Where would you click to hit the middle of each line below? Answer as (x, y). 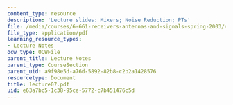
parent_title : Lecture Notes (49, 59)
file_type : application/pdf (48, 33)
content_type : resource (42, 13)
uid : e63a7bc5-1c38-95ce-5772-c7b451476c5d (71, 90)
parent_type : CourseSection (48, 65)
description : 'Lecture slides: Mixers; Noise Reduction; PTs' (99, 20)
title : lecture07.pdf (38, 84)
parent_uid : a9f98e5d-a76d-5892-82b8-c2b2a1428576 (82, 71)
